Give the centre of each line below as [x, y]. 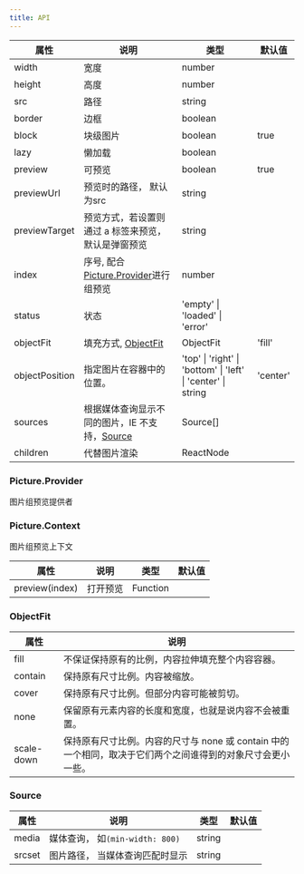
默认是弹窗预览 [115, 244]
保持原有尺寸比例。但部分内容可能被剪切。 [154, 693]
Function [151, 588]
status [27, 316]
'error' [195, 326]
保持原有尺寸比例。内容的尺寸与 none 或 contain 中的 [176, 741]
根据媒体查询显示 [120, 409]
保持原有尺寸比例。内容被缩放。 [131, 676]
